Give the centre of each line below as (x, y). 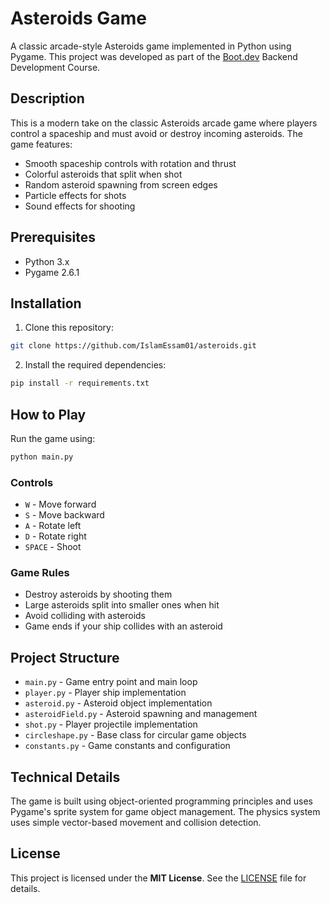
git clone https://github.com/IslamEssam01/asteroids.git (133, 346)
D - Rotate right (55, 536)
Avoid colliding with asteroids (85, 616)
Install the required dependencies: (95, 365)
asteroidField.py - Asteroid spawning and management (141, 714)
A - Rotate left (53, 526)
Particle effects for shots (75, 195)
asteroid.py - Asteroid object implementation (118, 703)
